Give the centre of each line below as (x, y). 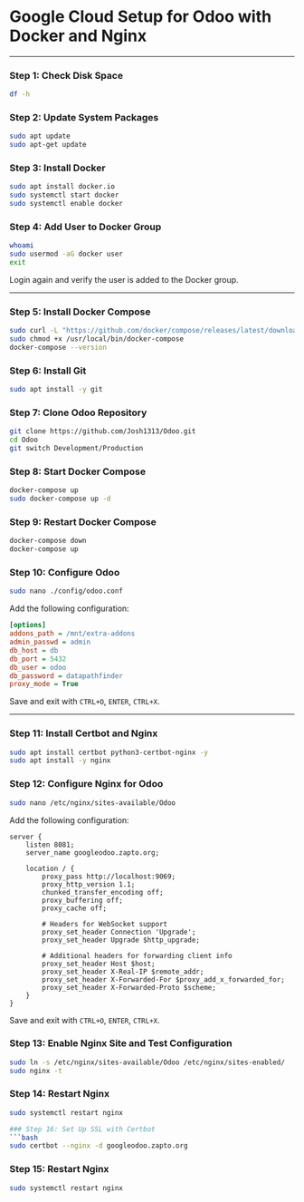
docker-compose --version (58, 348)
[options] (28, 625)
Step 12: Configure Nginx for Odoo (86, 784)
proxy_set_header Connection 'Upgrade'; (119, 932)
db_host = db (34, 650)
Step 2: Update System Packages (84, 118)
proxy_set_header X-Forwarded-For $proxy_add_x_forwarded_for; (163, 979)
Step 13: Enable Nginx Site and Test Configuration (121, 1043)
